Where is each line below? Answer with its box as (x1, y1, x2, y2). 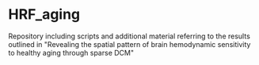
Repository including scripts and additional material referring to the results (8, 31, 251, 41)
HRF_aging (8, 5, 81, 23)
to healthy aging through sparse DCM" (8, 48, 135, 57)
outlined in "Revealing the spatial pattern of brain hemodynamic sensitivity (8, 39, 251, 49)
